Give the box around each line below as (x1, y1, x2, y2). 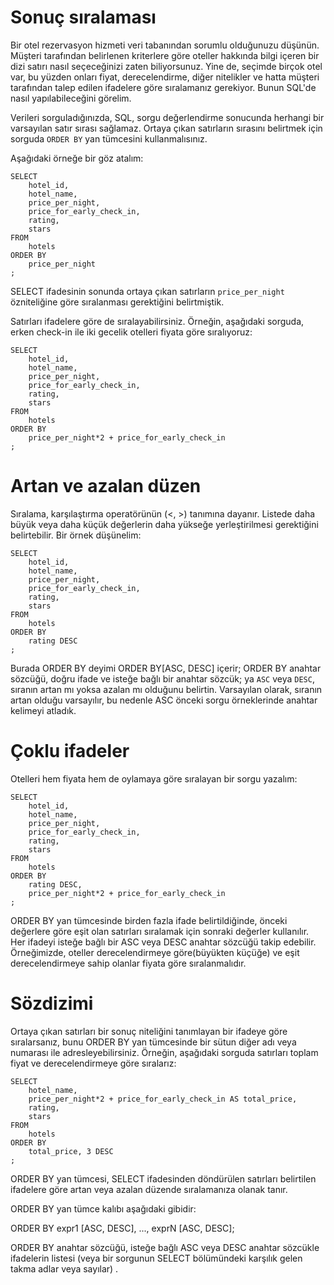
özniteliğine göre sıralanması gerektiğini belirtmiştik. (10, 296, 225, 308)
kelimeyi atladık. (10, 704, 77, 716)
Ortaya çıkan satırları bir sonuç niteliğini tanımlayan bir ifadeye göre (10, 1025, 288, 1037)
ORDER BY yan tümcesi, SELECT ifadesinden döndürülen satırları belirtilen (10, 1172, 317, 1185)
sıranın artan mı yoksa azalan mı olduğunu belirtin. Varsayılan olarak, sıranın (10, 683, 323, 695)
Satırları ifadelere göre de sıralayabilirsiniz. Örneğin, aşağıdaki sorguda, (10, 315, 305, 327)
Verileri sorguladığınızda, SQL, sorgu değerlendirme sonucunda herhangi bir (10, 111, 325, 123)
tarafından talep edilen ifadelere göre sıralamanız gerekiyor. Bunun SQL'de (10, 81, 317, 93)
